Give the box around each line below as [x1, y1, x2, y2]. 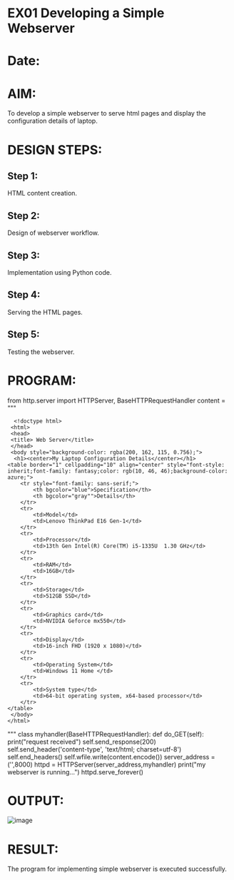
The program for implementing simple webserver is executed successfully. [7, 865, 227, 874]
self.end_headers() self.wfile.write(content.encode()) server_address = [7, 752, 215, 761]
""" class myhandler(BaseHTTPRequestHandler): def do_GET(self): [7, 729, 205, 738]
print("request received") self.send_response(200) [7, 737, 157, 746]
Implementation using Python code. [7, 268, 112, 276]
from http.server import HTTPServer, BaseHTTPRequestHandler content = [7, 396, 226, 405]
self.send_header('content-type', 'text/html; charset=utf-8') [7, 744, 182, 754]
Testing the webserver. [7, 348, 75, 356]
